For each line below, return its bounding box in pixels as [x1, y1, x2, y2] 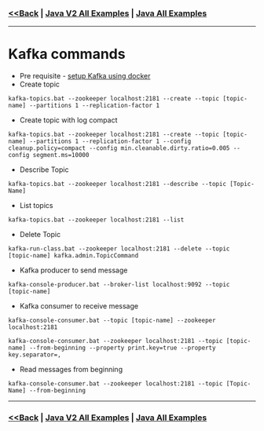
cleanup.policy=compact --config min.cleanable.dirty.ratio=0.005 [8, 144, 230, 152]
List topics [19, 201, 53, 210]
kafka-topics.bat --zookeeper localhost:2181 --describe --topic [8, 181, 226, 188]
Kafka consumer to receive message [19, 301, 139, 311]
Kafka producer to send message [19, 265, 128, 275]
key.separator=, [8, 351, 61, 359]
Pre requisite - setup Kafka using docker [19, 71, 151, 81]
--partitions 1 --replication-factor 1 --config [28, 137, 192, 145]
